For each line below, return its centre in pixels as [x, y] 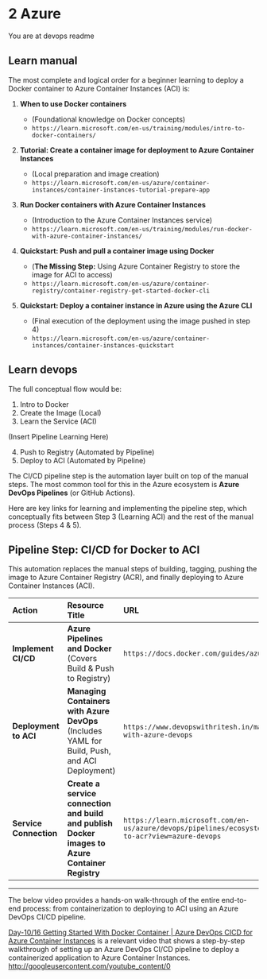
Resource [86, 606]
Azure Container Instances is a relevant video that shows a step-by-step [126, 941]
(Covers [82, 659]
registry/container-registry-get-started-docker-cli [121, 291]
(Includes [85, 731]
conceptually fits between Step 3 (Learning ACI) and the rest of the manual [131, 517]
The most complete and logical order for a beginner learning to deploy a [126, 79]
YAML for [85, 741]
